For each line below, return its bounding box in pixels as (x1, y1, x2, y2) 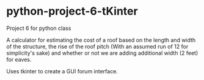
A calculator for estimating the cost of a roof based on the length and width (6, 36, 196, 43)
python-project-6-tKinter (6, 4, 139, 18)
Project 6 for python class (6, 24, 71, 32)
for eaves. (6, 56, 32, 63)
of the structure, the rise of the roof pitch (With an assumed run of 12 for (6, 43, 189, 50)
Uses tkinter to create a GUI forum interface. (6, 67, 118, 75)
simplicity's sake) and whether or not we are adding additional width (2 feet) (6, 49, 199, 56)
